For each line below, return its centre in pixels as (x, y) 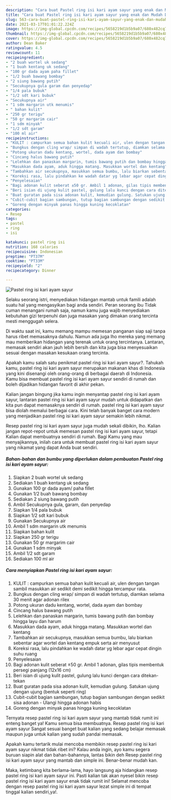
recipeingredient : (25, 57)
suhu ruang (25, 654)
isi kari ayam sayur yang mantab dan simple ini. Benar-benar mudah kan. (82, 760)
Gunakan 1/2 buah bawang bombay (50, 493)
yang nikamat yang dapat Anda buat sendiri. (52, 447)
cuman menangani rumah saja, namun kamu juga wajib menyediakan (78, 310)
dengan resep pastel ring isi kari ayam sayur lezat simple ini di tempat (79, 786)
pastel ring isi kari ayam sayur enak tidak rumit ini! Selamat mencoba (77, 781)
